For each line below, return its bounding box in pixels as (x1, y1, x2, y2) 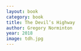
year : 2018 (6, 30, 33, 36)
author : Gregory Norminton (6, 25, 73, 31)
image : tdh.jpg (6, 36, 44, 42)
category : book (6, 14, 44, 20)
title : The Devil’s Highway (6, 19, 76, 25)
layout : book (6, 8, 38, 15)
